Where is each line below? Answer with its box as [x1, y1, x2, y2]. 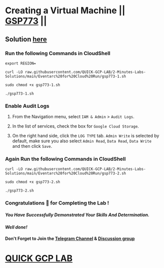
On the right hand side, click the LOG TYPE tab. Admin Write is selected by [12, 133, 160, 139]
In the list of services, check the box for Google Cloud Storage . [12, 123, 139, 129]
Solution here [5, 35, 47, 43]
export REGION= [5, 61, 36, 66]
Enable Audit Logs [5, 102, 50, 109]
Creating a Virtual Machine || [5, 5, 126, 16]
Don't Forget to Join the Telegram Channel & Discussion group [5, 235, 135, 241]
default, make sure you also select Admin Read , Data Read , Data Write [12, 138, 152, 144]
